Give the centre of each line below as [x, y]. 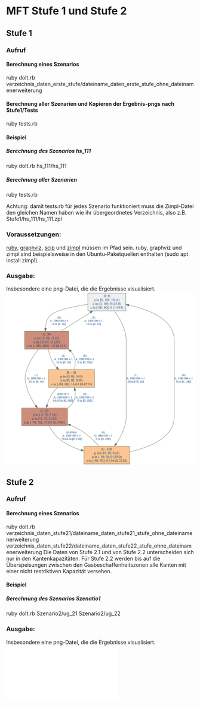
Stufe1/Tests [22, 110]
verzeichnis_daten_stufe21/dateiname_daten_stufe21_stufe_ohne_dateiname [99, 533]
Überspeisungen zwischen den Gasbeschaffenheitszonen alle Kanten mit [96, 565]
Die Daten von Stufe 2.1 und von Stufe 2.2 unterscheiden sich [119, 552]
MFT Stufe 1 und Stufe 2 [67, 11]
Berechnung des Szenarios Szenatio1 [53, 598]
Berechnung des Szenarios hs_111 [49, 151]
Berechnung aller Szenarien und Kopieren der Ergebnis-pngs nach [90, 104]
